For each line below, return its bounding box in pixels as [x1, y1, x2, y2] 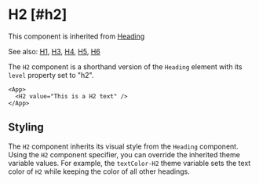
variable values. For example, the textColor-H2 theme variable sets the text [8, 158, 251, 167]
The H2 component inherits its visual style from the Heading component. [8, 142, 239, 151]
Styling [8, 120, 45, 134]
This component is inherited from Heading [8, 31, 145, 41]
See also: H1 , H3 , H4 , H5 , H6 [8, 46, 100, 56]
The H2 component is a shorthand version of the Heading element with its [8, 61, 243, 72]
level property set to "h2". [8, 70, 94, 79]
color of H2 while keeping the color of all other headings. [8, 167, 190, 176]
